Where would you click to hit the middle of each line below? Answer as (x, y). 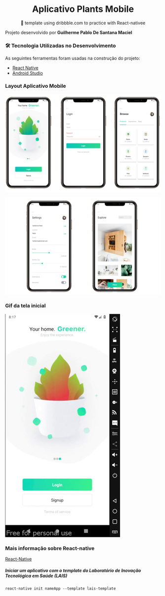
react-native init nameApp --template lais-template (61, 589)
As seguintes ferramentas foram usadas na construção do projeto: (73, 59)
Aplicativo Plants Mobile (83, 9)
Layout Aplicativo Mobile (36, 86)
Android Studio (27, 73)
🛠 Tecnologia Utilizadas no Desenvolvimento (61, 46)
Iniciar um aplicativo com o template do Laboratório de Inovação (73, 570)
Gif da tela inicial (25, 306)
